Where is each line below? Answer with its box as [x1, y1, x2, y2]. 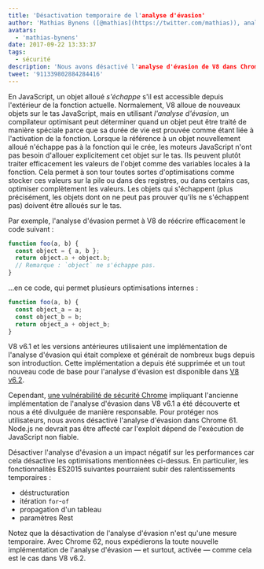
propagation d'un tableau [19, 505, 102, 515]
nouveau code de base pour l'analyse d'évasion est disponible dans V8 [8, 367, 240, 377]
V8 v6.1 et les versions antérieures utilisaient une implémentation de [8, 342, 228, 351]
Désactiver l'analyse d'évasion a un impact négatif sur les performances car [8, 448, 255, 457]
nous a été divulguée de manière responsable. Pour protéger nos [8, 407, 218, 417]
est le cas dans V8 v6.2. [8, 553, 86, 563]
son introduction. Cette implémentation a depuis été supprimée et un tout [8, 359, 246, 368]
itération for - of [19, 496, 69, 506]
